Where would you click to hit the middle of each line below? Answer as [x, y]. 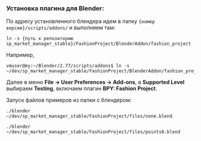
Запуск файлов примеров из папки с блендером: [69, 100]
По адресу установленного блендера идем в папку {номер [81, 22]
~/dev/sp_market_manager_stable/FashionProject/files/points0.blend [93, 132]
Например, [20, 55]
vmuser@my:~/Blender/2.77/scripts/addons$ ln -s [68, 66]
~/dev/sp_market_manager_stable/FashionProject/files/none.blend [89, 117]
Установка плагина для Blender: [55, 8]
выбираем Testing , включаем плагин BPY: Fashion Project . [82, 88]
